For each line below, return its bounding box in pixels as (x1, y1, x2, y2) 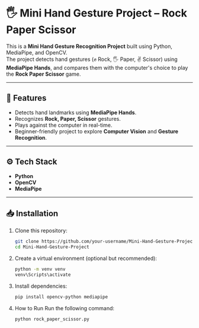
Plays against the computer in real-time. (14, 121, 113, 128)
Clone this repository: (14, 227, 68, 234)
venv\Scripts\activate (14, 272, 71, 278)
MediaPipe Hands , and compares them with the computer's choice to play (6, 64, 188, 71)
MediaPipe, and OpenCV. (6, 49, 68, 56)
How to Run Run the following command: (14, 304, 114, 311)
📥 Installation (6, 208, 59, 218)
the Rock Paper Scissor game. (6, 70, 81, 78)
